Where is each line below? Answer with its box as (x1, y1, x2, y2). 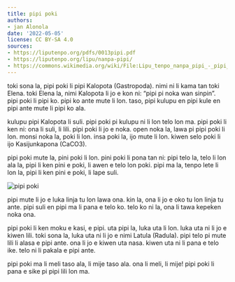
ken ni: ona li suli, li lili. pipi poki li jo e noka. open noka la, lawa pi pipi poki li (7, 125, 225, 133)
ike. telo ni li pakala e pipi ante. (7, 246, 96, 254)
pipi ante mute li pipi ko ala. (7, 104, 86, 112)
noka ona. (7, 210, 36, 218)
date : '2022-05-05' (7, 29, 64, 37)
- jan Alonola (7, 23, 49, 30)
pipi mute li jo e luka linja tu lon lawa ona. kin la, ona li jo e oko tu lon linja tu (7, 195, 224, 204)
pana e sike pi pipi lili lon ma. (7, 267, 90, 275)
